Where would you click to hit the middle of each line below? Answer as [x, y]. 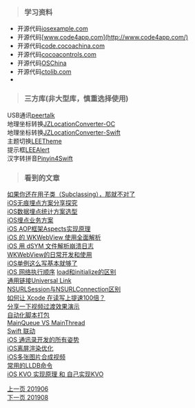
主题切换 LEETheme [34, 141]
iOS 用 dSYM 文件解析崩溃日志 [51, 246]
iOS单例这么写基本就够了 [42, 263]
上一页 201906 [28, 389]
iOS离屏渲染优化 [30, 348]
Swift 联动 [21, 331]
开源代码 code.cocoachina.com [61, 46]
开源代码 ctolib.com [44, 72]
